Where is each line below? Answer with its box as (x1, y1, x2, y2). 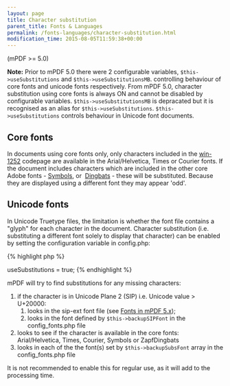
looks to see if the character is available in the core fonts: (16, 328, 180, 337)
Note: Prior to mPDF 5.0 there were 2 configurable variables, (7, 68, 179, 76)
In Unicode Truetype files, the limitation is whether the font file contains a (7, 217, 215, 225)
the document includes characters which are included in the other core (7, 164, 208, 172)
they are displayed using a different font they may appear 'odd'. (7, 179, 187, 187)
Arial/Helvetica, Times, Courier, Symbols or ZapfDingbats (16, 336, 180, 344)
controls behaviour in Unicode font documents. (60, 111, 194, 120)
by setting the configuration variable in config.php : (7, 238, 151, 247)
